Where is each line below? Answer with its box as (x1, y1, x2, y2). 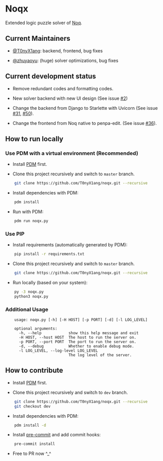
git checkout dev (14, 404, 51, 409)
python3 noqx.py (14, 294, 49, 299)
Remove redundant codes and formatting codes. (12, 85, 114, 91)
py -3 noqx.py (14, 289, 44, 294)
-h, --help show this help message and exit (18, 331, 139, 336)
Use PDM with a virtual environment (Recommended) (5, 150, 139, 157)
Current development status (5, 72, 96, 81)
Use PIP (5, 230, 25, 237)
